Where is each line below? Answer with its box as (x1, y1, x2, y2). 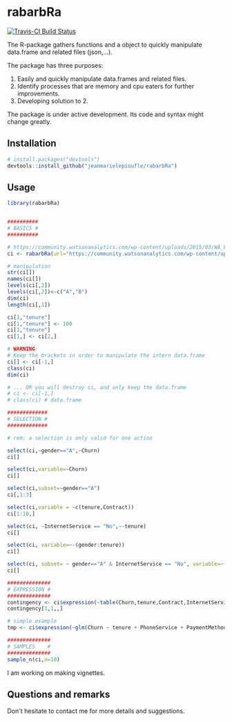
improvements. (17, 89, 60, 98)
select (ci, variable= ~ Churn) (7, 466, 88, 473)
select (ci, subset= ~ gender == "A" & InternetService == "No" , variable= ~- (7, 561, 227, 568)
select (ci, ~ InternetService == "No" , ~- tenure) (7, 523, 147, 530)
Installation (7, 138, 57, 150)
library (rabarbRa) (7, 200, 60, 207)
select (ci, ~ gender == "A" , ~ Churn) (7, 447, 100, 454)
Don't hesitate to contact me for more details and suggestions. (7, 707, 185, 715)
